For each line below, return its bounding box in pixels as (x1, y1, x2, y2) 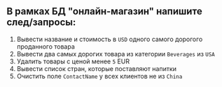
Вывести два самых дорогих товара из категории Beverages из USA (16, 49, 215, 58)
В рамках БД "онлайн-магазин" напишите (6, 6, 202, 17)
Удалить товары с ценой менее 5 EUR (16, 57, 130, 65)
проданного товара (16, 42, 75, 51)
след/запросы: (6, 17, 76, 29)
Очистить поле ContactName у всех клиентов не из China (16, 72, 183, 80)
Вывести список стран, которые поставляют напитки (16, 64, 176, 72)
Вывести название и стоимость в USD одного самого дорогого (16, 35, 203, 43)
